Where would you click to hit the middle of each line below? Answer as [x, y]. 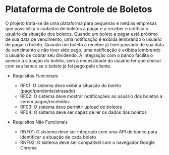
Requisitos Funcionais [35, 75]
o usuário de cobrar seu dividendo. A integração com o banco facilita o [79, 55]
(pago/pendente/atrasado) [48, 91]
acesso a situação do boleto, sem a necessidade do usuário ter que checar [83, 60]
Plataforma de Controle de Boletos [79, 9]
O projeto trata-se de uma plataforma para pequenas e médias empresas [81, 23]
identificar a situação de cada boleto [58, 137]
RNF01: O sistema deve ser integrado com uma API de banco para [89, 131]
